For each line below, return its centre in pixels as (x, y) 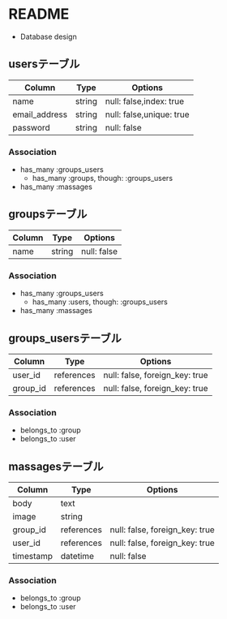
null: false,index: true (145, 101)
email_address (40, 114)
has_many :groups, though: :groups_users (102, 178)
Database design (48, 37)
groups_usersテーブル (65, 338)
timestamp (33, 557)
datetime (77, 557)
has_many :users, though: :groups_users (100, 302)
